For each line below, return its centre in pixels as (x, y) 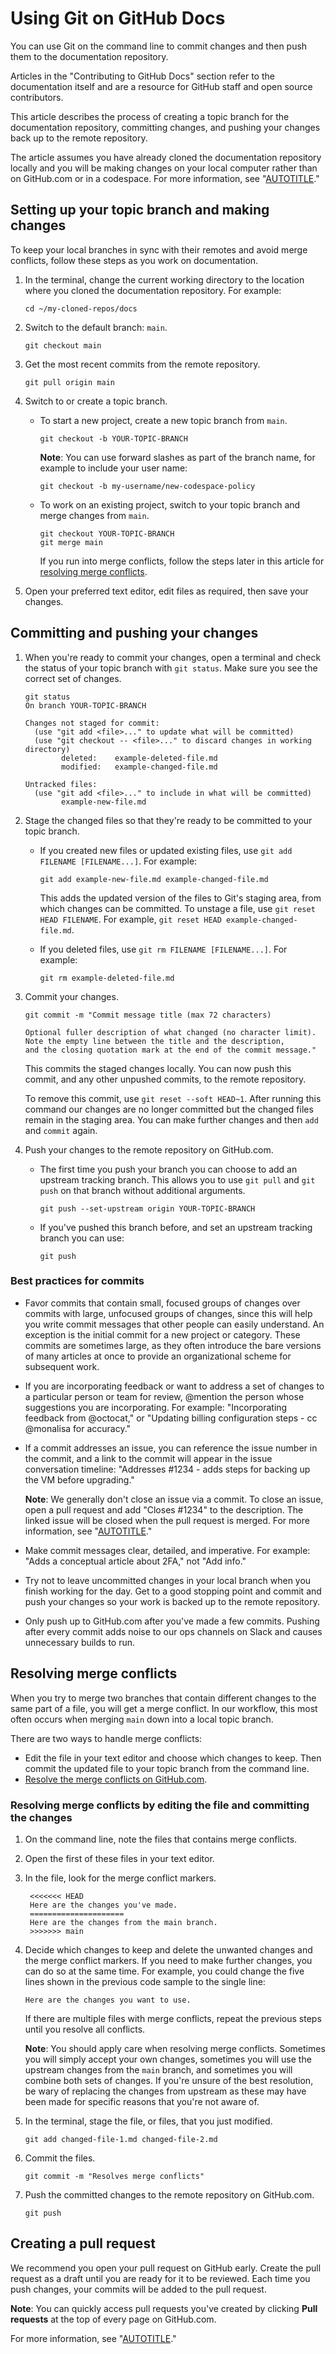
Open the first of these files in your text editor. (119, 1858)
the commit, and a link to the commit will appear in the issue (148, 1458)
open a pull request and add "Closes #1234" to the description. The (164, 1509)
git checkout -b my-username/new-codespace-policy (147, 486)
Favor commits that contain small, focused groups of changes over (162, 1303)
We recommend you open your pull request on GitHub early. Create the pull (166, 2268)
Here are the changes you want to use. (108, 2000)
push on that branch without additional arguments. (142, 1190)
